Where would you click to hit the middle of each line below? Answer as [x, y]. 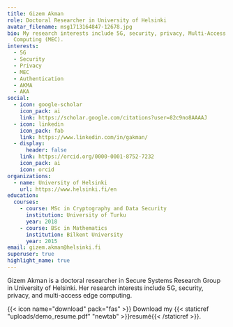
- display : [29, 144]
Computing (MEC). [39, 40]
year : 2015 [42, 241]
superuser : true [31, 254]
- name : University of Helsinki [61, 182]
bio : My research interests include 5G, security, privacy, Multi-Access [117, 33]
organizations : [29, 176]
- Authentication [39, 79]
